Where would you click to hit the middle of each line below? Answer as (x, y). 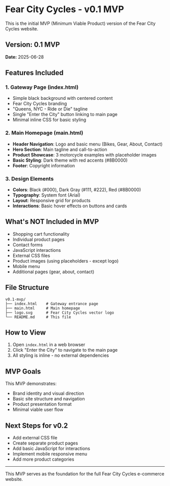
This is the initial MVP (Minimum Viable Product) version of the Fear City (80, 23)
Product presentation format (42, 404)
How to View (26, 333)
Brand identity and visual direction (48, 393)
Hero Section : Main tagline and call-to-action (60, 149)
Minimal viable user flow (38, 409)
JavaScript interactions (37, 250)
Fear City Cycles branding (40, 104)
